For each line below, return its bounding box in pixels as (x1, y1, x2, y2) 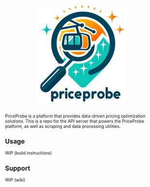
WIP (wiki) (5, 177, 26, 183)
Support (5, 164, 30, 172)
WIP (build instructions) (5, 150, 52, 156)
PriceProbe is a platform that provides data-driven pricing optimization (5, 113, 146, 119)
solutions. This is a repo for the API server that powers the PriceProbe (5, 118, 144, 124)
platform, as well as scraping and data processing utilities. (5, 123, 121, 129)
